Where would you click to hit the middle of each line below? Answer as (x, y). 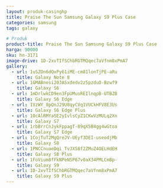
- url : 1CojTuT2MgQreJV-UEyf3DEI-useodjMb (64, 138)
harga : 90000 (22, 50)
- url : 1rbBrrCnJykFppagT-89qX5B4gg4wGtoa (64, 127)
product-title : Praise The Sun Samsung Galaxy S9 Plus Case (82, 44)
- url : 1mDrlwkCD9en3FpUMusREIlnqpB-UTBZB (64, 94)
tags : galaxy (22, 28)
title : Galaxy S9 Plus (45, 176)
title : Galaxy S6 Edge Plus (51, 110)
